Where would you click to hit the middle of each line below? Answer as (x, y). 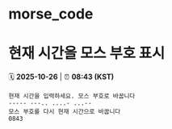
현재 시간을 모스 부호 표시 (87, 54)
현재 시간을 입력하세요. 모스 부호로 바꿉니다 (72, 96)
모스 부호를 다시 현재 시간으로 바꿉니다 (65, 112)
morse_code (51, 14)
